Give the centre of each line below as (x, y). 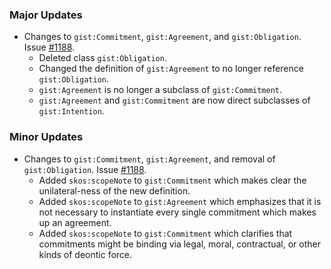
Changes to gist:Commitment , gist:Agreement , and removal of (149, 159)
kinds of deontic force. (85, 254)
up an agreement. (75, 222)
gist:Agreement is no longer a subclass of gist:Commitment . (160, 90)
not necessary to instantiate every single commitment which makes (177, 212)
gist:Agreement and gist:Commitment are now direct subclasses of (174, 100)
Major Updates (46, 15)
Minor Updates (46, 137)
